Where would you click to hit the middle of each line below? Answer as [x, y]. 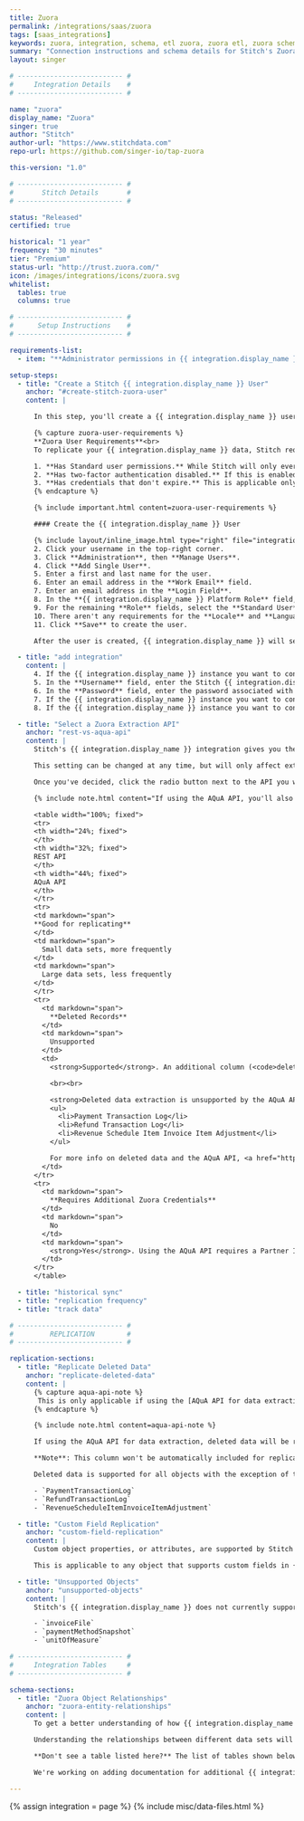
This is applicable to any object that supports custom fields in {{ [167, 1566]
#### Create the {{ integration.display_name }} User [137, 524]
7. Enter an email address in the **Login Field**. [133, 591]
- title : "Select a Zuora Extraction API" [99, 724]
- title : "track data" [60, 1309]
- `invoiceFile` [64, 1624]
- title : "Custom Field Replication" [89, 1524]
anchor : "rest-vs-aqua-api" [78, 733]
